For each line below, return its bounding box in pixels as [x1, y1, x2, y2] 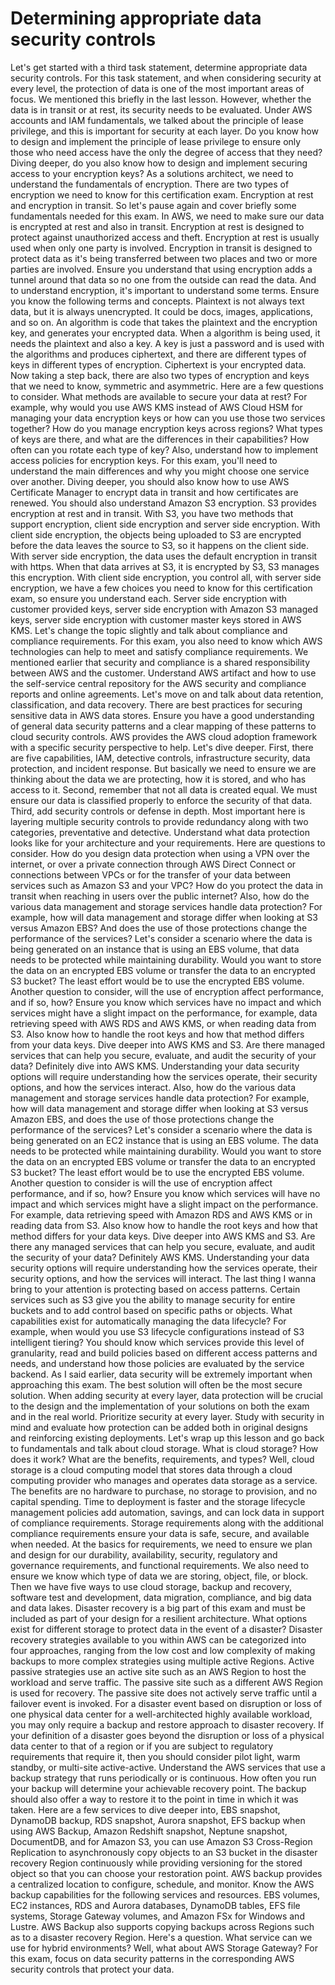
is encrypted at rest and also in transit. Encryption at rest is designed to [10, 220, 305, 232]
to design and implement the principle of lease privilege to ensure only [10, 135, 302, 147]
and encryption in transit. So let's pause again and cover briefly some [10, 199, 297, 211]
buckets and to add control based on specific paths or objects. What [10, 1304, 293, 1316]
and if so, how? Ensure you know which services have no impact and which [10, 996, 322, 1008]
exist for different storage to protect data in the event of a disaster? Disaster [10, 1623, 323, 1635]
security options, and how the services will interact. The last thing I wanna [10, 1272, 317, 1284]
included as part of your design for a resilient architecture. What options [10, 1612, 308, 1624]
